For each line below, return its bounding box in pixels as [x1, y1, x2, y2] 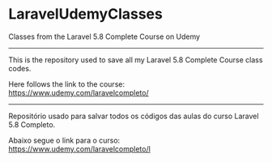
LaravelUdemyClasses [8, 5, 164, 23]
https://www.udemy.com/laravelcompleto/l [8, 143, 151, 154]
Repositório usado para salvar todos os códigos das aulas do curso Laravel [8, 111, 259, 121]
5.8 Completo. [8, 119, 56, 130]
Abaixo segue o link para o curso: [8, 135, 121, 145]
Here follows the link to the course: [8, 79, 125, 89]
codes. [8, 63, 32, 73]
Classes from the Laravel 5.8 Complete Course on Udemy [8, 32, 201, 41]
